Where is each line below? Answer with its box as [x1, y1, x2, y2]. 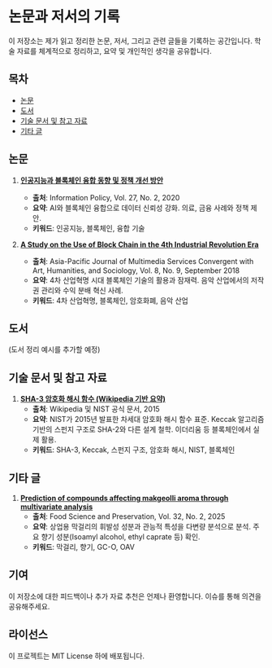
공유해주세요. [8, 601, 50, 611]
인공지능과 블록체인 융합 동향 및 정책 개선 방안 [19, 175, 164, 185]
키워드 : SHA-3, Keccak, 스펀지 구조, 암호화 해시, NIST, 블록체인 [32, 445, 235, 455]
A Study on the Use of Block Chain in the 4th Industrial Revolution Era [19, 240, 259, 249]
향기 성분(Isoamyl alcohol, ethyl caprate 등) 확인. [41, 532, 201, 542]
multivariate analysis [19, 502, 93, 512]
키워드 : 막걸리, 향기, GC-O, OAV [32, 543, 136, 552]
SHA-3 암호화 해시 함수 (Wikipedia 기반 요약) [19, 394, 166, 404]
